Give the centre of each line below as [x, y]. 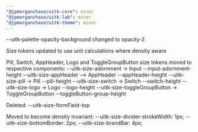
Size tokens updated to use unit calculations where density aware [87, 51]
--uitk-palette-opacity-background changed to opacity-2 [76, 40]
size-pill [16, 81]
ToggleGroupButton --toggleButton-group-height [66, 94]
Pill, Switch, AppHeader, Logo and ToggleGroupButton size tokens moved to [99, 62]
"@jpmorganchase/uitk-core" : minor [50, 12]
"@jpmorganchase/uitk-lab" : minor [49, 17]
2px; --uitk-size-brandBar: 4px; [104, 123]
